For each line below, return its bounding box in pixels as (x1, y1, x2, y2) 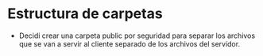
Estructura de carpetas (7, 5, 164, 23)
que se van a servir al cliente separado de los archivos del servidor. (18, 39, 240, 48)
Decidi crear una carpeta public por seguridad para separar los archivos (18, 31, 256, 40)
